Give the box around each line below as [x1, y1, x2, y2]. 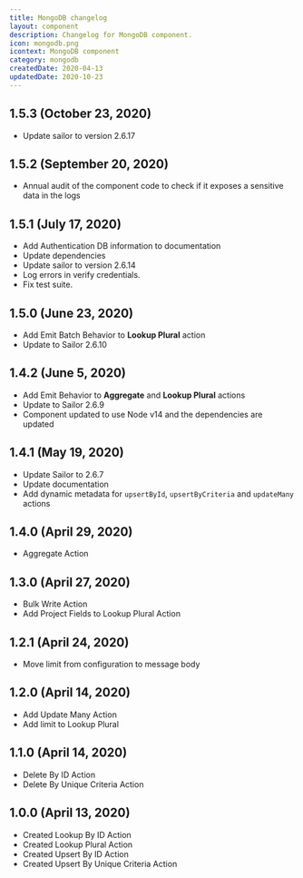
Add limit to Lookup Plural [22, 718, 120, 729]
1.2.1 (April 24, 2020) [9, 635, 130, 650]
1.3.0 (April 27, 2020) [9, 574, 131, 590]
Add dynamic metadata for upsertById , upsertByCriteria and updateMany [22, 488, 295, 499]
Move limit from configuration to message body [22, 659, 200, 670]
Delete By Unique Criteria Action [22, 778, 144, 790]
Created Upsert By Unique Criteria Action [22, 858, 178, 869]
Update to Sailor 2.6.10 [22, 340, 107, 350]
